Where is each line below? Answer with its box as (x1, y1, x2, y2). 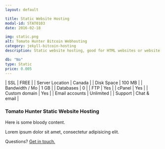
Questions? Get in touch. (5, 138, 55, 144)
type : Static (5, 61, 32, 67)
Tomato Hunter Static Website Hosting (5, 108, 100, 115)
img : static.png (5, 34, 39, 40)
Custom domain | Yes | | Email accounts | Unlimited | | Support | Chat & (5, 90, 150, 97)
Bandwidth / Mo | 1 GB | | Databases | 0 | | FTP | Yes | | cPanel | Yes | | (5, 85, 148, 91)
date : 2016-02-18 (5, 25, 41, 30)
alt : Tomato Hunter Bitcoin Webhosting (5, 39, 87, 44)
